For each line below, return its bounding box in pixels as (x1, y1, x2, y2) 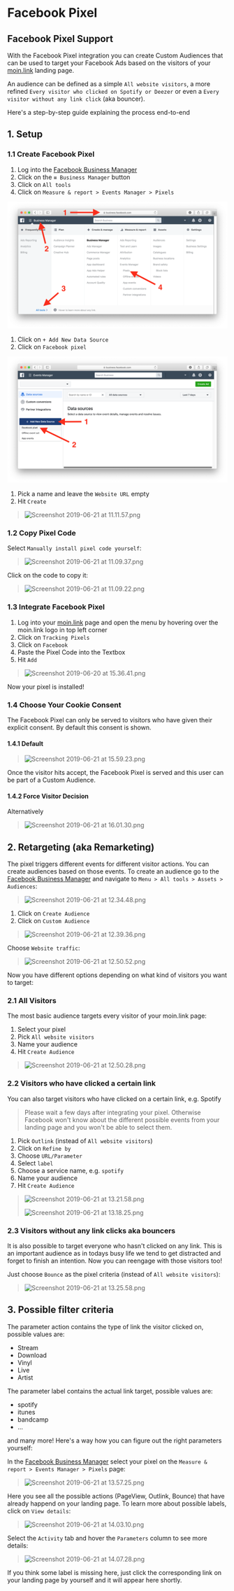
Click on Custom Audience (17, 917, 90, 925)
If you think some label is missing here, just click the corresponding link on (7, 1568, 222, 1576)
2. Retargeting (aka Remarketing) (7, 841, 155, 853)
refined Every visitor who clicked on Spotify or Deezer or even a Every (7, 87, 220, 95)
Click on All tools (17, 180, 71, 188)
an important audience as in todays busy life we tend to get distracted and (7, 1249, 221, 1258)
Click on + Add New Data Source (17, 335, 109, 344)
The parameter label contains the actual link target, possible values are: (7, 1387, 213, 1395)
